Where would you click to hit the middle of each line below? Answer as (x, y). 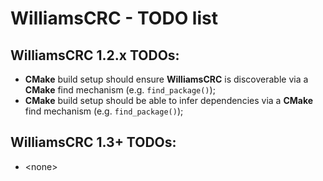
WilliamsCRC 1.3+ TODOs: (93, 142)
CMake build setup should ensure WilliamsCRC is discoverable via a (166, 79)
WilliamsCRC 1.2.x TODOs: (95, 55)
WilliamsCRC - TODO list (114, 18)
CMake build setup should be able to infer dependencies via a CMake (169, 100)
